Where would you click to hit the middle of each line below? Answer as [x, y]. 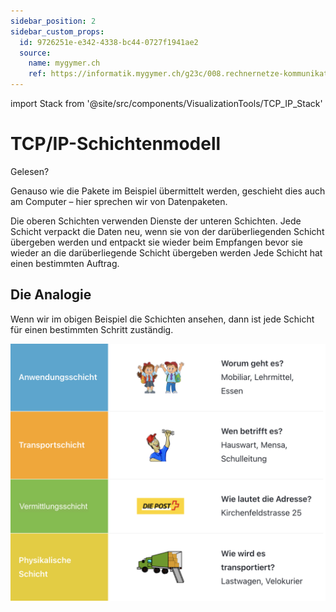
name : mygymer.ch [64, 63]
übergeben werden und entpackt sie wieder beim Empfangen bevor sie [156, 242]
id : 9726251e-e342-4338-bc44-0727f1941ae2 [109, 42]
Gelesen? [30, 171]
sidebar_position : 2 [53, 21]
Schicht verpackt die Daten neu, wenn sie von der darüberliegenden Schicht [167, 231]
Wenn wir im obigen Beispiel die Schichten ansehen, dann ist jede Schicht [162, 319]
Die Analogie [51, 295]
